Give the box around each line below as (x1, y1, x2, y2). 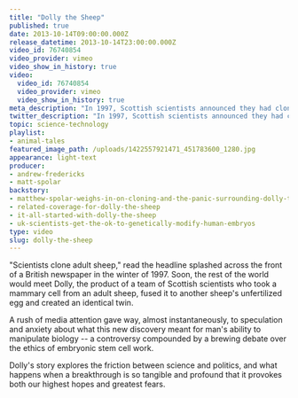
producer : (9, 161, 46, 170)
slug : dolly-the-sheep (9, 236, 93, 245)
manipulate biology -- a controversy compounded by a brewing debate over (9, 333, 286, 344)
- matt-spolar (9, 178, 62, 187)
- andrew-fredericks (9, 169, 86, 178)
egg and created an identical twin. (9, 298, 134, 308)
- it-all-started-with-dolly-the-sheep (9, 210, 157, 220)
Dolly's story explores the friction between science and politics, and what (9, 360, 278, 371)
